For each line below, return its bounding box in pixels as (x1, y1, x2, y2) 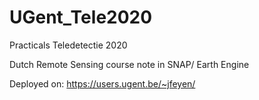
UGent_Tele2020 (9, 6, 153, 29)
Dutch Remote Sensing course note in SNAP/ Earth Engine (9, 58, 250, 70)
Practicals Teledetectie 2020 (9, 39, 128, 51)
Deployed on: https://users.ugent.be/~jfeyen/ (9, 77, 196, 90)
